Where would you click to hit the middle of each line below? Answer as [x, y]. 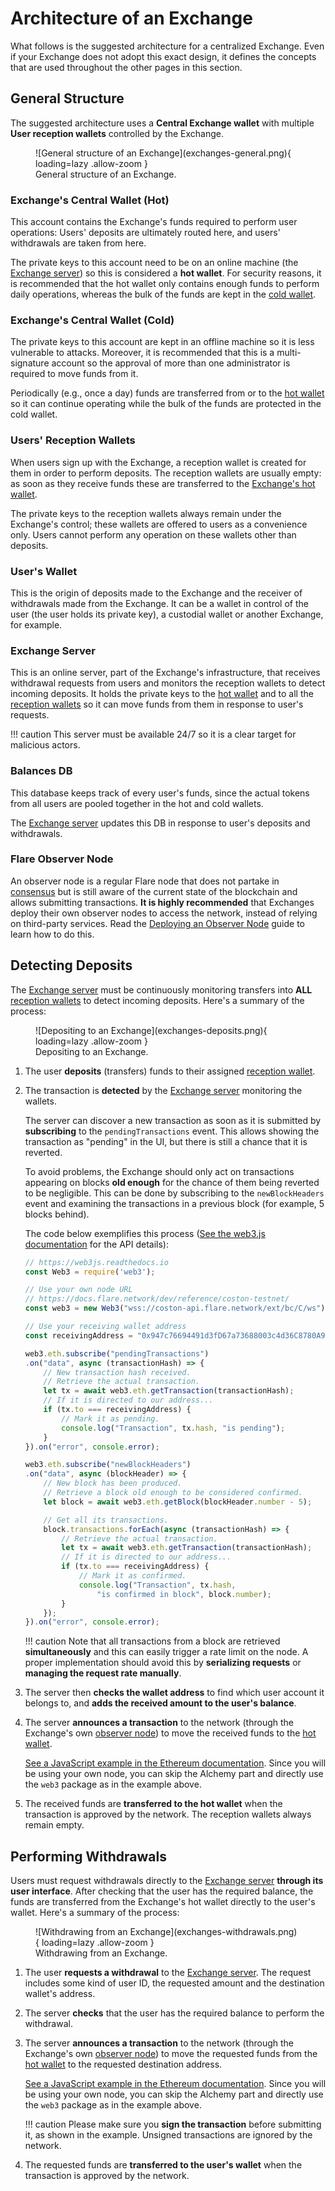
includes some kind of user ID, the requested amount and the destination [174, 1983]
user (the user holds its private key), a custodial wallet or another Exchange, [167, 614]
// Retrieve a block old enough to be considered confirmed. [173, 1493]
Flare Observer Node [62, 859]
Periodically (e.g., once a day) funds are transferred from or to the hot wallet [167, 393]
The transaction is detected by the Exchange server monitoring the [163, 1090]
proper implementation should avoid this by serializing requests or [163, 1663]
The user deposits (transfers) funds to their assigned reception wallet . [170, 1071]
